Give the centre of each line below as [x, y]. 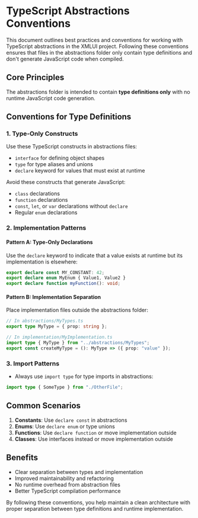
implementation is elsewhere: [42, 262]
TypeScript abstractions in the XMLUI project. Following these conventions [97, 46]
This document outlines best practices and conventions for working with [95, 40]
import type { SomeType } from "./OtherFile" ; [65, 387]
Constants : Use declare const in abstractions [71, 420]
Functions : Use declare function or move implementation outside [95, 433]
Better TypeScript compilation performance [68, 491]
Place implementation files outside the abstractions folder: [77, 310]
